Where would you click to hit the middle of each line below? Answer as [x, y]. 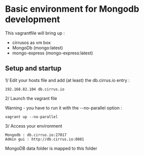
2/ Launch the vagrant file [31, 98]
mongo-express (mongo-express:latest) [52, 53]
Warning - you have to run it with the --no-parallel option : [64, 108]
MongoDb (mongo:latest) [37, 48]
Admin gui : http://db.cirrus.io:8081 [45, 139]
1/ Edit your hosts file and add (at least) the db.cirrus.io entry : [67, 80]
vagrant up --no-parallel [31, 117]
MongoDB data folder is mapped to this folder [51, 148]
